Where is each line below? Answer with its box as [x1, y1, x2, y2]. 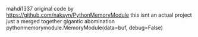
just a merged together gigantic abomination [6, 18, 115, 24]
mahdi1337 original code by [6, 5, 74, 12]
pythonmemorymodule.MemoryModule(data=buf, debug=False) [6, 24, 164, 31]
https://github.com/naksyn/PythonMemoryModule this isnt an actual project [6, 11, 192, 18]
